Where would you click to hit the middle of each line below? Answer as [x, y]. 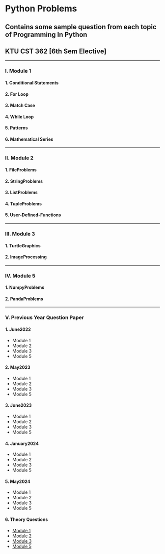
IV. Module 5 [20, 276]
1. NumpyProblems [25, 287]
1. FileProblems [21, 170]
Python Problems [41, 9]
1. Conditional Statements [32, 82]
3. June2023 [18, 405]
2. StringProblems [24, 181]
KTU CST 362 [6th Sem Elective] [56, 51]
